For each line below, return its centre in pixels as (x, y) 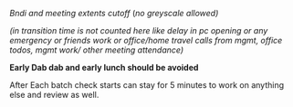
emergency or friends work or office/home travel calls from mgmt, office (146, 40)
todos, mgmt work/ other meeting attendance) (97, 50)
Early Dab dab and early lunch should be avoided (104, 68)
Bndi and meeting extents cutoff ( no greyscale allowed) (114, 13)
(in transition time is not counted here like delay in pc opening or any (139, 30)
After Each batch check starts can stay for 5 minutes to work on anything (147, 85)
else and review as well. (54, 95)
